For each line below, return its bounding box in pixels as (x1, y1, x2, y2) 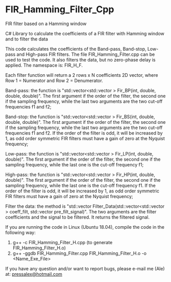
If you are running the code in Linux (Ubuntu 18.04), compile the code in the (5, 224, 165, 230)
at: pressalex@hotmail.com (5, 271, 63, 277)
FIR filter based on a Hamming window (5, 20, 87, 27)
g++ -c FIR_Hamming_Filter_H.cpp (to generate (12, 239, 113, 245)
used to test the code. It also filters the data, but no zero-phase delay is (5, 56, 156, 62)
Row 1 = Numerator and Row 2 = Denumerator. (5, 77, 103, 83)
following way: (5, 229, 36, 235)
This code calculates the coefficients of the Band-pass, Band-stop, (5, 46, 146, 52)
